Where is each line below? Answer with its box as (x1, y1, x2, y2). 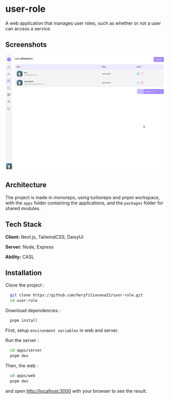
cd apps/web (10, 373, 36, 378)
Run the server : (5, 337, 39, 344)
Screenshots (5, 41, 47, 49)
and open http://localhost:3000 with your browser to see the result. (5, 388, 147, 394)
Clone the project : (5, 282, 45, 288)
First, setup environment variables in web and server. (5, 327, 119, 334)
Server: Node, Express (5, 243, 54, 250)
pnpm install (10, 318, 38, 324)
